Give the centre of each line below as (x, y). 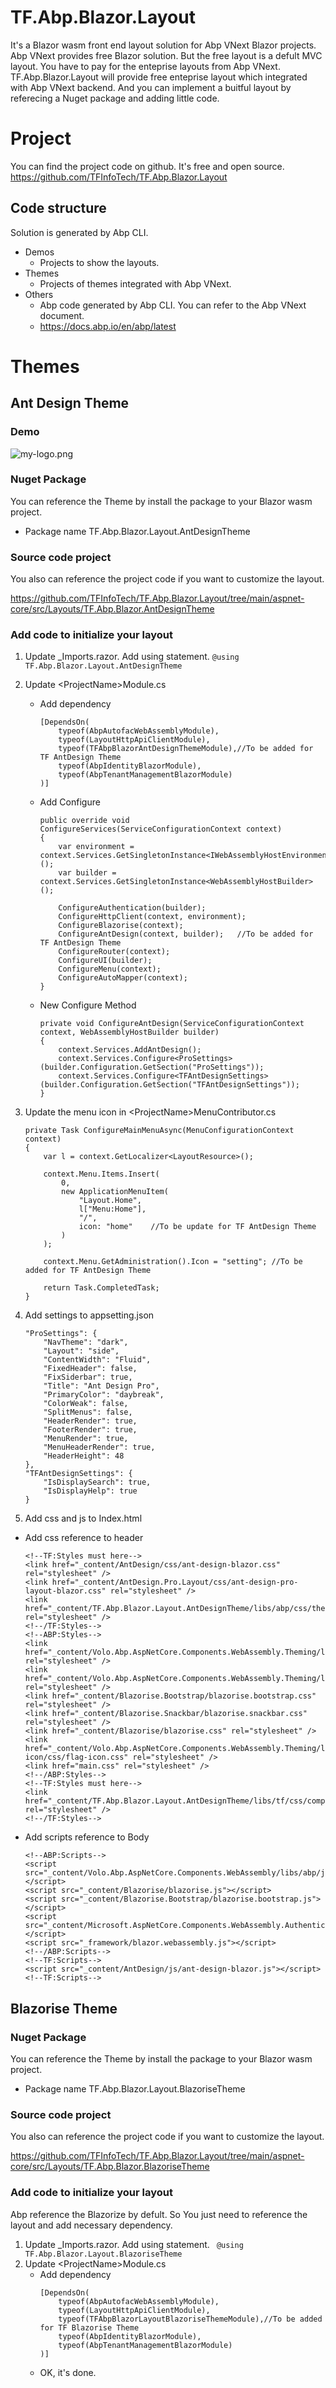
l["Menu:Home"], (112, 1209)
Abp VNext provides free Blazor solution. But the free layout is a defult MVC (166, 55)
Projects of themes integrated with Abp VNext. (135, 283)
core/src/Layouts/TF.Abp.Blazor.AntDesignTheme (112, 609)
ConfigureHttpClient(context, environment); (152, 917)
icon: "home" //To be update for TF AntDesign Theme (197, 1227)
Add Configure (70, 802)
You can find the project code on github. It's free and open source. (147, 166)
